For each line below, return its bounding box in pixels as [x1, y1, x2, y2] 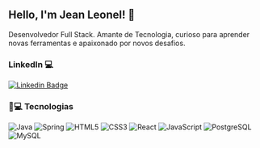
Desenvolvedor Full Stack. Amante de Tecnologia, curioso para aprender [8, 29, 250, 39]
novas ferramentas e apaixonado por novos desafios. [8, 38, 186, 48]
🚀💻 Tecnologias [8, 101, 74, 112]
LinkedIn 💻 [8, 58, 54, 70]
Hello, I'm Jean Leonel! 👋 [8, 8, 136, 22]
